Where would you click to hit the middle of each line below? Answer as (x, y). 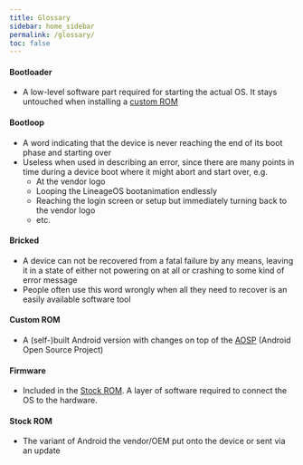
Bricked (24, 240)
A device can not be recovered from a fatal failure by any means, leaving (158, 260)
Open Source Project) (63, 350)
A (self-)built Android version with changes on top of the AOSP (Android (156, 340)
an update (41, 450)
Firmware (28, 370)
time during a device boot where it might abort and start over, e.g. (145, 171)
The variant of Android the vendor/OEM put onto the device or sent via (154, 441)
